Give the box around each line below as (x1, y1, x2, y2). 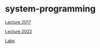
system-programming (5, 3, 96, 14)
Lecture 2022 (5, 28, 33, 34)
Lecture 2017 (5, 19, 32, 25)
